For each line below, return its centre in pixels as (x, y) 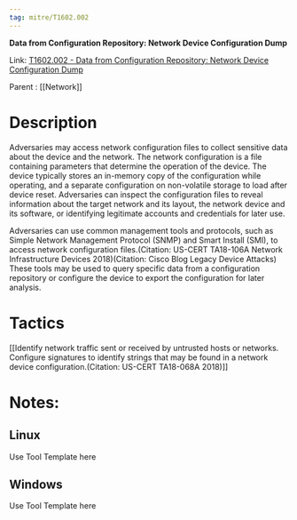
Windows (36, 484)
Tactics (37, 323)
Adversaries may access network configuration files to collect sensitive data (148, 147)
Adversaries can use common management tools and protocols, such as (141, 230)
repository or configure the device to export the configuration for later (137, 277)
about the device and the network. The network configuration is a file (136, 156)
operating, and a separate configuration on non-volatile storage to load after (148, 185)
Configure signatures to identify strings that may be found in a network (139, 357)
